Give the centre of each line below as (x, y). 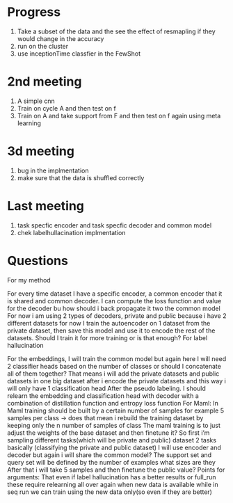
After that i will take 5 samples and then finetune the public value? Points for (116, 470)
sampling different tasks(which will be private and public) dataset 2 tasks (112, 440)
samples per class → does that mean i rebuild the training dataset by (105, 417)
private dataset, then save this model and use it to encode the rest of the (111, 330)
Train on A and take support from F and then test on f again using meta (119, 115)
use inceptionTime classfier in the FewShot (79, 54)
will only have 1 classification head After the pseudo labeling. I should (107, 388)
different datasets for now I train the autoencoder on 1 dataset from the (109, 323)
